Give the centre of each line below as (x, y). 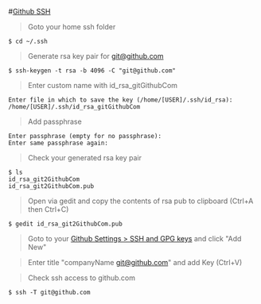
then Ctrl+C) (48, 209)
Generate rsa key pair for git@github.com (96, 56)
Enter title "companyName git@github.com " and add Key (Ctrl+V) (135, 262)
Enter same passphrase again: (58, 143)
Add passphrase (55, 121)
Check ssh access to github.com (81, 278)
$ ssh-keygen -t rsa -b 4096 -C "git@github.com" (92, 71)
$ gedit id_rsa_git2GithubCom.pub (66, 224)
